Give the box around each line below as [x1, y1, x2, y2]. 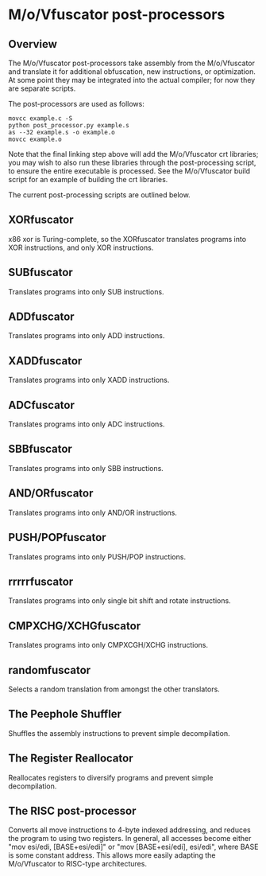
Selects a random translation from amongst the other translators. [8, 684, 220, 694]
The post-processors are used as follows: [8, 99, 145, 108]
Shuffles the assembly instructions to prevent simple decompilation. [8, 728, 230, 738]
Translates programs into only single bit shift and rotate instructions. [8, 596, 232, 605]
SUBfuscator [8, 266, 73, 279]
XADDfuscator [8, 354, 83, 368]
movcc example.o [8, 135, 62, 143]
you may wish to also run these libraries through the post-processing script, [8, 158, 256, 167]
